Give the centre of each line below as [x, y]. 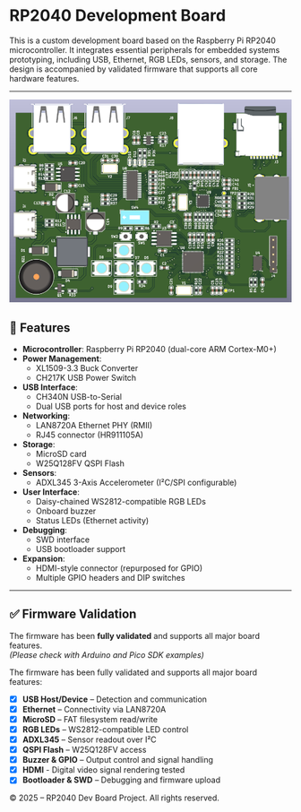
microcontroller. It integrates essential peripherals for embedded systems [145, 49]
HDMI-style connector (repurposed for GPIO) [119, 568]
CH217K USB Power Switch [86, 377]
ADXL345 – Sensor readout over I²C [89, 739]
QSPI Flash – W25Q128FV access [84, 750]
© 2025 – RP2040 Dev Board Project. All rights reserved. [114, 798]
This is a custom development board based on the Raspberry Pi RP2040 [142, 40]
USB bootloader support [81, 549]
